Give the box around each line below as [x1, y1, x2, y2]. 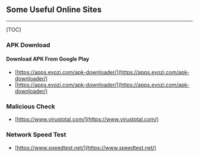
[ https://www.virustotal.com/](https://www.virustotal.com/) [14, 116, 159, 123]
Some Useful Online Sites [6, 5, 102, 15]
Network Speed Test [6, 130, 66, 139]
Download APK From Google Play [6, 56, 89, 63]
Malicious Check [6, 102, 56, 110]
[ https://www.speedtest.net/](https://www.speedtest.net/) [14, 144, 157, 151]
